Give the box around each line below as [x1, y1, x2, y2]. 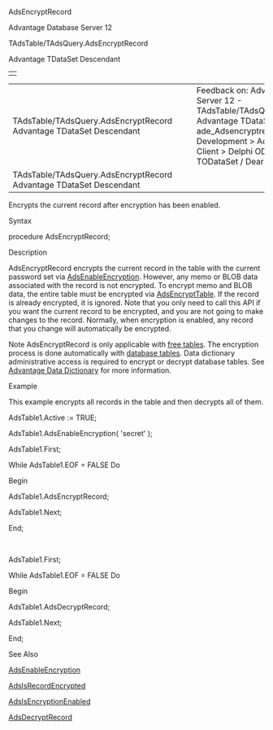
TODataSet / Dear [196, 156, 264, 167]
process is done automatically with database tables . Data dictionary [8, 348, 236, 357]
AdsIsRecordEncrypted [8, 681, 86, 690]
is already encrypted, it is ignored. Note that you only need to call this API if [8, 298, 262, 308]
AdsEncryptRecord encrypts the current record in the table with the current [8, 264, 261, 273]
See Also [8, 649, 39, 658]
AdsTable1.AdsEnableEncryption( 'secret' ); [8, 429, 153, 438]
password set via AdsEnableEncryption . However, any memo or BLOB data [8, 272, 258, 282]
